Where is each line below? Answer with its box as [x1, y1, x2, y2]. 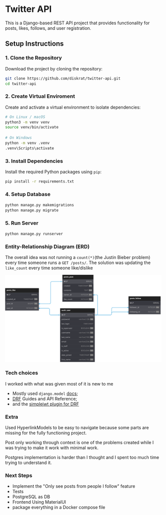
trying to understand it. [5, 460, 52, 466]
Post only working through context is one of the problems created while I [5, 440, 154, 446]
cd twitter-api [5, 81, 37, 86]
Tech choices [5, 370, 38, 377]
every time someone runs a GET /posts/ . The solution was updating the [5, 259, 151, 266]
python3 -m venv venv [5, 120, 50, 125]
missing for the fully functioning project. [5, 430, 87, 436]
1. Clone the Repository [5, 55, 62, 62]
